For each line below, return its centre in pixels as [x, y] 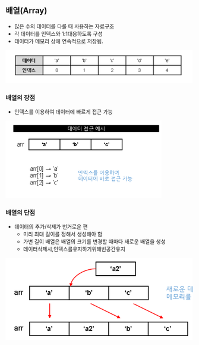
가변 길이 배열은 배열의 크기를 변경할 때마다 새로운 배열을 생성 [94, 242]
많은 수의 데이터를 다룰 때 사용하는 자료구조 [64, 26]
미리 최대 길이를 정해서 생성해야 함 [63, 234]
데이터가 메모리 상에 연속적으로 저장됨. [59, 41]
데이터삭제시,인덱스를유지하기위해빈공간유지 [74, 249]
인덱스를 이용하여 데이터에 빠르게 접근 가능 [64, 112]
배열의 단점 [20, 212]
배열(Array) [26, 11]
